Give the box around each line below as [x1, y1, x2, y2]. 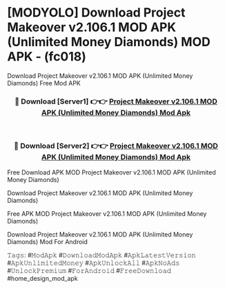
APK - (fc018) [7, 49, 86, 65]
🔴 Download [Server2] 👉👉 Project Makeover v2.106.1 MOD [13, 141, 219, 151]
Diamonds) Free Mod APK [7, 79, 81, 87]
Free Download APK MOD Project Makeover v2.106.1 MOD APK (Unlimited [7, 168, 216, 177]
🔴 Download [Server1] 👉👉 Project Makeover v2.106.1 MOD [14, 97, 217, 106]
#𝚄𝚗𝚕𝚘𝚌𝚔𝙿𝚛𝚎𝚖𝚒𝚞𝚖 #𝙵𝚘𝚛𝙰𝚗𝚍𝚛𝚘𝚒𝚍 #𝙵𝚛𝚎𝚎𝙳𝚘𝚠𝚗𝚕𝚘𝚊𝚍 [7, 266, 171, 275]
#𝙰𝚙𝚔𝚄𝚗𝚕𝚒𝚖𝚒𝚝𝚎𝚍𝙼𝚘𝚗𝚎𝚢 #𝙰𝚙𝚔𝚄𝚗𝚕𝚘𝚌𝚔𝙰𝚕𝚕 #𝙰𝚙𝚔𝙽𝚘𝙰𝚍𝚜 [7, 259, 180, 267]
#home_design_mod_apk [7, 274, 78, 282]
